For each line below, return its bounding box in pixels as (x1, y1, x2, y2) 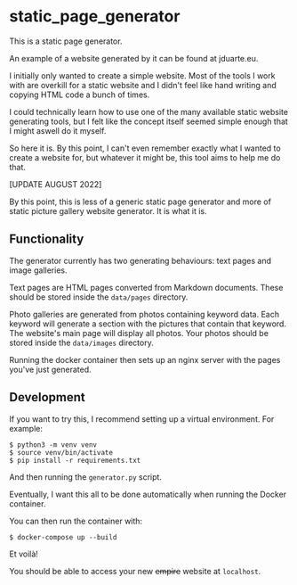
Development (9, 390, 86, 405)
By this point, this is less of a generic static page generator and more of (9, 196, 271, 207)
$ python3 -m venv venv (9, 440, 98, 449)
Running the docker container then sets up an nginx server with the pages (9, 354, 281, 365)
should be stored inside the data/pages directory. (9, 292, 189, 302)
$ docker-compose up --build (9, 532, 117, 541)
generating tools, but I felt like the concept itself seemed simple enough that (9, 116, 289, 127)
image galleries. (9, 265, 68, 276)
